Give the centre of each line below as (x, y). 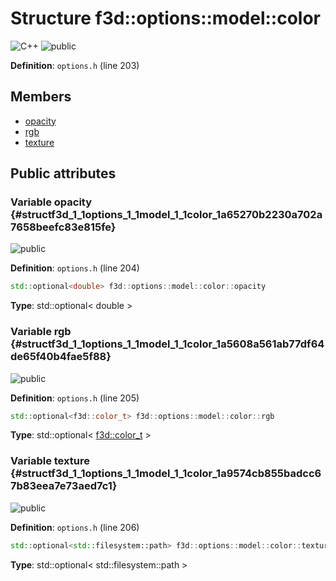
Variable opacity (51, 202)
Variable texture (50, 461)
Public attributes (63, 173)
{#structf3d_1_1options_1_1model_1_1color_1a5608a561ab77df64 (167, 344)
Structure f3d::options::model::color (165, 18)
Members (41, 97)
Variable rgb (41, 332)
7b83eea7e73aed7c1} (64, 486)
